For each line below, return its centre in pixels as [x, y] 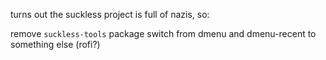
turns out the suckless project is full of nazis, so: [110, 14]
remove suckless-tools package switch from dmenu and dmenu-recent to [163, 33]
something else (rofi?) [55, 44]
